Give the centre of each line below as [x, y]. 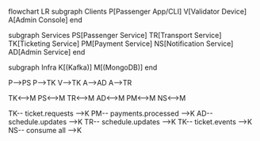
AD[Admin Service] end [47, 52]
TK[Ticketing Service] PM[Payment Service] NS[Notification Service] [121, 44]
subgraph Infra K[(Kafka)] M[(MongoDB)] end [83, 67]
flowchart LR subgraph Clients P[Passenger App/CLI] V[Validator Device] [128, 11]
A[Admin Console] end [45, 20]
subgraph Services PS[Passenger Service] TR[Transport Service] [115, 35]
